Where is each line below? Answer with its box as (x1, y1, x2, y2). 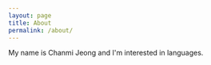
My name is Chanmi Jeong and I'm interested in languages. (8, 48, 204, 58)
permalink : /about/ (8, 26, 74, 34)
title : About (8, 19, 52, 27)
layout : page (8, 11, 52, 20)
